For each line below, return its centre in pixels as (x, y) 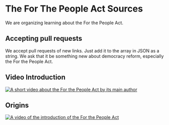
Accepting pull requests (44, 39)
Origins (17, 105)
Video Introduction (35, 77)
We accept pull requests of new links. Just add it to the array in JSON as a (82, 50)
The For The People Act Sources (74, 9)
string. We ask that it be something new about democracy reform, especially (84, 56)
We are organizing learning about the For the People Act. (64, 23)
